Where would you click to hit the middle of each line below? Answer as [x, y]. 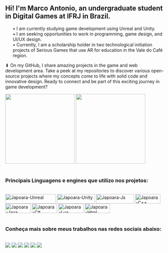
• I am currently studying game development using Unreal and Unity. [84, 28]
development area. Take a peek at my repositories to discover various [78, 70]
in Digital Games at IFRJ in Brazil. [58, 16]
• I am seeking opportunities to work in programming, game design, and [87, 34]
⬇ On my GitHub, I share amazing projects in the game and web [71, 65]
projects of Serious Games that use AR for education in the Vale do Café [88, 50]
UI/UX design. [27, 39]
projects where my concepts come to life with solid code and [84, 76]
